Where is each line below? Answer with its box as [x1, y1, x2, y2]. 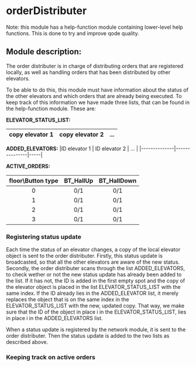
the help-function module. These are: [6, 105, 97, 112]
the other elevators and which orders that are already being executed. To [6, 92, 183, 99]
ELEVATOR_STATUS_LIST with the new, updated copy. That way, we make [6, 302, 185, 309]
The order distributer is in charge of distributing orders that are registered [6, 62, 184, 69]
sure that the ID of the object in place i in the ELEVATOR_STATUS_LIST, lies [6, 308, 187, 315]
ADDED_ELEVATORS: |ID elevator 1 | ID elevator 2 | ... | [6, 145, 139, 152]
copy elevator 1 [9, 130, 54, 139]
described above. [6, 339, 49, 346]
